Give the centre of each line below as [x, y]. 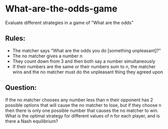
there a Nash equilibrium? [32, 121]
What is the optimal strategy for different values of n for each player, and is [82, 115]
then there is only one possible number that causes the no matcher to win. [82, 110]
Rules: [15, 38]
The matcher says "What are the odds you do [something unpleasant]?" [87, 50]
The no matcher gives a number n [47, 56]
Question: [21, 88]
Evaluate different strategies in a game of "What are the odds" [69, 23]
